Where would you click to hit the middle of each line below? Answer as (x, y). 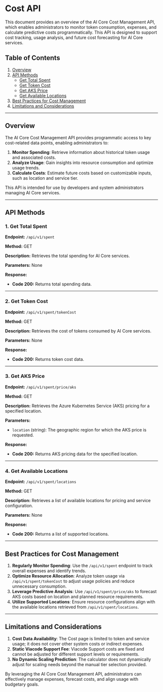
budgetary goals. (22, 684)
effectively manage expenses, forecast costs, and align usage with (72, 679)
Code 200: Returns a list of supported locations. (60, 534)
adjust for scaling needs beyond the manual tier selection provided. (79, 664)
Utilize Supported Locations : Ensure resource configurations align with (83, 601)
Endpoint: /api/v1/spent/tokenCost (41, 312)
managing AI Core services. (33, 192)
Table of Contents (33, 58)
